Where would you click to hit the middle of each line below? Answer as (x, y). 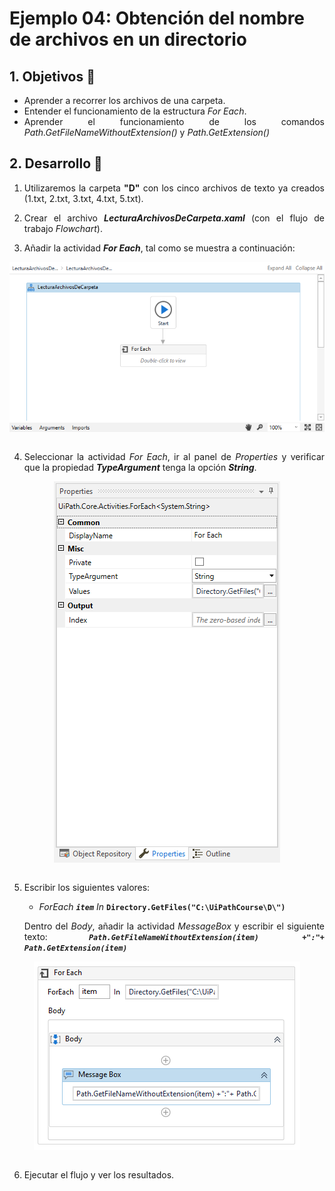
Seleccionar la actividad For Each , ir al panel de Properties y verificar (174, 456)
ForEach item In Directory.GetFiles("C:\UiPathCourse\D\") (162, 906)
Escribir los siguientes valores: (87, 887)
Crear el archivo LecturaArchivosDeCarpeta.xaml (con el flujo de (174, 218)
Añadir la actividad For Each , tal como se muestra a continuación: (159, 248)
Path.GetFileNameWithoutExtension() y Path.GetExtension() (147, 132)
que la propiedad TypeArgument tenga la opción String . (140, 467)
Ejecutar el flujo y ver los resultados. (99, 1174)
